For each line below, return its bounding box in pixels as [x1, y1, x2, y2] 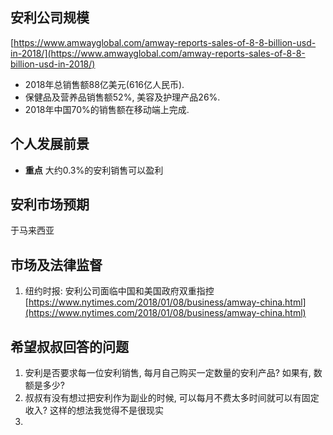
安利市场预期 [10, 196, 90, 213]
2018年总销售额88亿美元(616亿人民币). [24, 78, 185, 90]
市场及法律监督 [10, 256, 103, 273]
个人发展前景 [10, 136, 90, 153]
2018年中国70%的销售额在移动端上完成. [24, 103, 190, 115]
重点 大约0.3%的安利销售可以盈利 [24, 164, 164, 176]
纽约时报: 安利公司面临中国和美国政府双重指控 [24, 285, 215, 297]
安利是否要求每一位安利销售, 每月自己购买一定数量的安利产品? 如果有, [24, 367, 312, 379]
